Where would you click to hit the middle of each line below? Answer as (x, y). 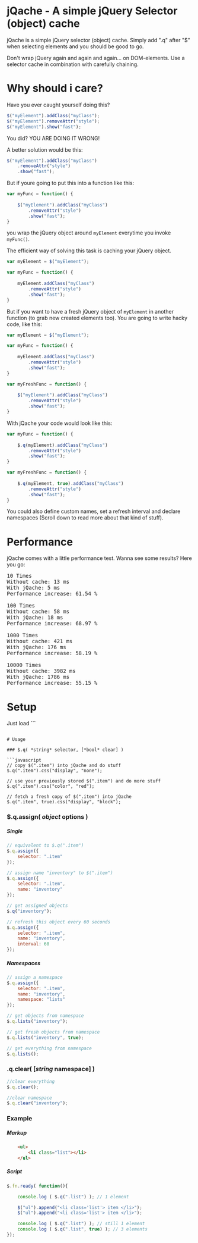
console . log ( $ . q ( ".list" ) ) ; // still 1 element (81, 1224)
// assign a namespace (35, 977)
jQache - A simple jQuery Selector (92, 11)
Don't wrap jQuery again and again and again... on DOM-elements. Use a (96, 58)
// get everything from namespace (49, 1048)
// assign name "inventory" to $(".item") (60, 873)
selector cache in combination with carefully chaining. (73, 64)
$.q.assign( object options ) (47, 817)
